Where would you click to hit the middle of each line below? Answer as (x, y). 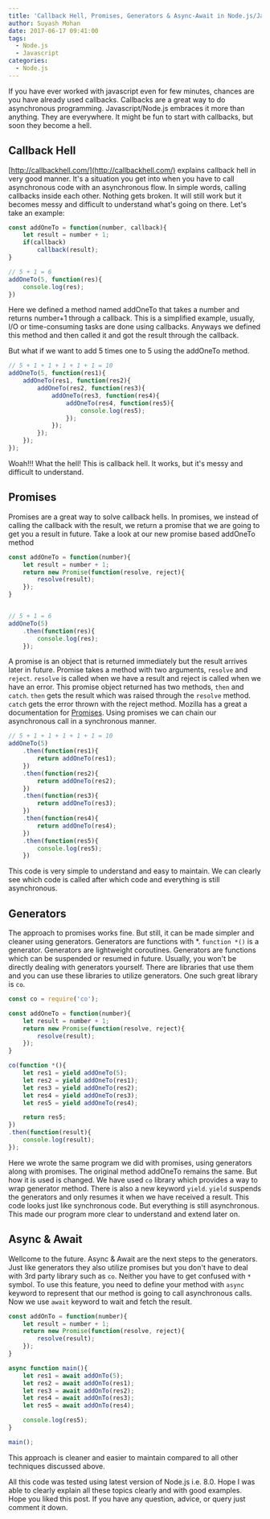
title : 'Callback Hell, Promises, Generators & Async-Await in (117, 16)
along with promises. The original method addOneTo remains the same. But (133, 1171)
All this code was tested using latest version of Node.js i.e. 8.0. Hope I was (132, 1481)
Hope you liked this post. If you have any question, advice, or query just (127, 1499)
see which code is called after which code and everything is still (114, 880)
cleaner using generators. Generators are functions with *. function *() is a (134, 942)
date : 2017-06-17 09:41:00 (53, 31)
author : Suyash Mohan (45, 23)
